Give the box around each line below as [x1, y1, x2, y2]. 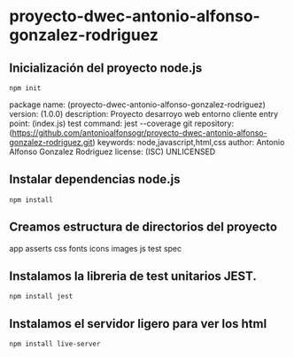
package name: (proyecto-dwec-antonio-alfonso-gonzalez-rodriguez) [9, 99, 266, 110]
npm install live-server [9, 339, 101, 349]
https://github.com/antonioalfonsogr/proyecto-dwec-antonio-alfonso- [12, 128, 267, 138]
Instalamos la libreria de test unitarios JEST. [9, 268, 257, 284]
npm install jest [9, 292, 73, 301]
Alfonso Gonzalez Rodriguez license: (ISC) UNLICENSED [9, 146, 216, 157]
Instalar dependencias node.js [9, 172, 181, 187]
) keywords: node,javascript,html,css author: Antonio [92, 137, 285, 147]
